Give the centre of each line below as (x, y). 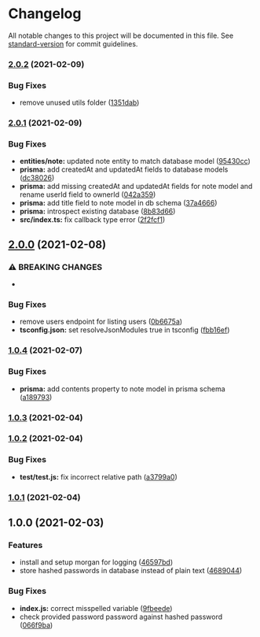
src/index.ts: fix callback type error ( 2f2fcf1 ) (92, 220)
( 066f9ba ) (36, 625)
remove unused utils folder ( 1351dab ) (79, 102)
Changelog (45, 14)
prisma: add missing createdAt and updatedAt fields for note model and (136, 187)
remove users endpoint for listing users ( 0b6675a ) (101, 322)
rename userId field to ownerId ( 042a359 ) (88, 194)
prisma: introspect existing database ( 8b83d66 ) (97, 211)
